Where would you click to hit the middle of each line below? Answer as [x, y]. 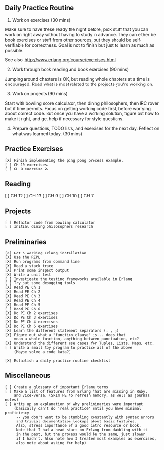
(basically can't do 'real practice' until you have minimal [77, 408]
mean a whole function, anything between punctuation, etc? [76, 339]
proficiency [17, 413]
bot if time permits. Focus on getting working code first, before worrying [78, 108]
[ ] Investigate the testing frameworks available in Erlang [69, 279]
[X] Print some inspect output [37, 270]
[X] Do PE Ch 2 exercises [31, 313]
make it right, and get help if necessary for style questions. [64, 119]
